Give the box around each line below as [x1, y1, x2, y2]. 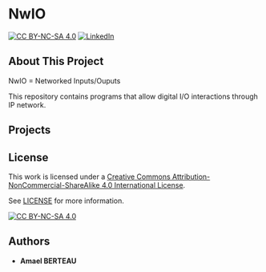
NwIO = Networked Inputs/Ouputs [8, 75, 121, 85]
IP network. [8, 99, 46, 109]
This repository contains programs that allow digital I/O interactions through [8, 91, 259, 101]
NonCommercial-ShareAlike [8, 180, 100, 189]
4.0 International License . [101, 180, 186, 189]
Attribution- [171, 172, 211, 181]
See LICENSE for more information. [8, 196, 124, 205]
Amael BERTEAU [19, 256, 77, 266]
